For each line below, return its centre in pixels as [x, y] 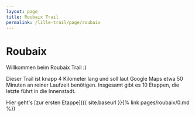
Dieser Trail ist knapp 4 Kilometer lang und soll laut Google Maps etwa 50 [95, 79]
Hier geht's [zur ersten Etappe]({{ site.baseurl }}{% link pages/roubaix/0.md [98, 102]
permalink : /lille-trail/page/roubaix [53, 22]
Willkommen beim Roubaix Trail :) [46, 67]
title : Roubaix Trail [32, 17]
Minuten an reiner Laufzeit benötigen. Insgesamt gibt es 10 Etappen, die [93, 85]
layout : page [22, 11]
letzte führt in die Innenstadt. [41, 91]
